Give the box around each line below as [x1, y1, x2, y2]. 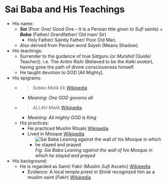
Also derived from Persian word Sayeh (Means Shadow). [19, 42, 139, 48]
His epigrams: [12, 75, 42, 81]
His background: [12, 157, 47, 164]
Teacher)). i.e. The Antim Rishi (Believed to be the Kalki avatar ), [19, 58, 154, 64]
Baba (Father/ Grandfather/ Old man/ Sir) [19, 31, 107, 37]
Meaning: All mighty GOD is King [27, 114, 97, 121]
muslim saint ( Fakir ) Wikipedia [27, 174, 91, 180]
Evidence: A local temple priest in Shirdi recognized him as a [27, 169, 155, 175]
